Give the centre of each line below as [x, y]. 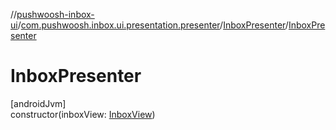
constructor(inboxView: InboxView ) [83, 114]
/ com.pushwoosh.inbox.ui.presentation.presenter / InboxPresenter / [153, 25]
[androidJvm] [38, 103]
